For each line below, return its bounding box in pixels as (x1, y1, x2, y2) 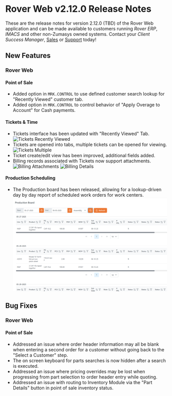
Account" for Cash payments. (12, 107, 76, 114)
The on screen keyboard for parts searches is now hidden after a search (12, 357, 166, 364)
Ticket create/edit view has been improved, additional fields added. (12, 152, 156, 158)
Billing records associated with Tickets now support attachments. (12, 158, 151, 164)
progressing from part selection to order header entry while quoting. (12, 373, 158, 380)
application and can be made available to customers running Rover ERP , (5, 25, 158, 31)
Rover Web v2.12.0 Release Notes (5, 3, 151, 15)
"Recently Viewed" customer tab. (12, 96, 84, 103)
